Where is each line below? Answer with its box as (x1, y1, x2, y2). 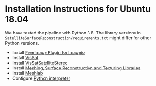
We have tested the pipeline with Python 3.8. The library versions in (5, 30, 141, 35)
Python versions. (5, 40, 39, 46)
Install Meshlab (12, 70, 43, 76)
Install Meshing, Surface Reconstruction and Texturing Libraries (12, 65, 141, 71)
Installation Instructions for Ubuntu (5, 3, 151, 15)
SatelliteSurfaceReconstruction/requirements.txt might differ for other (5, 35, 152, 41)
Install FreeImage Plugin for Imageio (12, 50, 85, 55)
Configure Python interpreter (12, 75, 71, 81)
